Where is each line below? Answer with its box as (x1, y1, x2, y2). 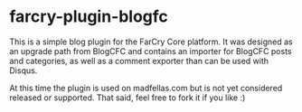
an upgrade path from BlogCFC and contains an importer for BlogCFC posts (9, 45, 292, 56)
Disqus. (9, 65, 38, 76)
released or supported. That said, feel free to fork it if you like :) (9, 92, 246, 103)
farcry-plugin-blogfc (9, 6, 169, 27)
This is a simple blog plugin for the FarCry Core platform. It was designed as (9, 36, 294, 47)
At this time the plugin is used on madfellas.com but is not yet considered (9, 82, 283, 93)
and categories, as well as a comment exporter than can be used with (9, 55, 269, 66)
